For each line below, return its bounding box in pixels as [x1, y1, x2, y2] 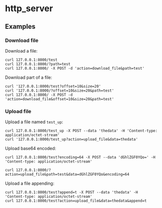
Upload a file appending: [5, 181, 54, 187]
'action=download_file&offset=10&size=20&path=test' [5, 96, 114, 101]
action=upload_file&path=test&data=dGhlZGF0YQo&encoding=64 [5, 172, 130, 177]
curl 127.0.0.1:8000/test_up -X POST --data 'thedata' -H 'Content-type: [5, 129, 158, 133]
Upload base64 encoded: [5, 146, 56, 151]
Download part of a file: [5, 74, 53, 80]
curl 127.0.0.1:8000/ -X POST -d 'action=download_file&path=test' [5, 66, 145, 71]
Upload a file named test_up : [5, 119, 63, 125]
